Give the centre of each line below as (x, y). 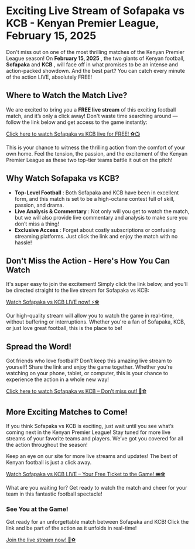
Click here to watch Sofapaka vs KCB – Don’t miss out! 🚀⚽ (76, 391)
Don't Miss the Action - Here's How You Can (88, 260)
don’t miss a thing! (37, 224)
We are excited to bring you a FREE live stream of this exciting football (91, 109)
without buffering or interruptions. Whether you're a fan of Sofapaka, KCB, (96, 322)
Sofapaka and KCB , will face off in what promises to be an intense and (92, 64)
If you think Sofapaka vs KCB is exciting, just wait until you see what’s (90, 426)
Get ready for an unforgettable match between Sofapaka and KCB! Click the (97, 522)
